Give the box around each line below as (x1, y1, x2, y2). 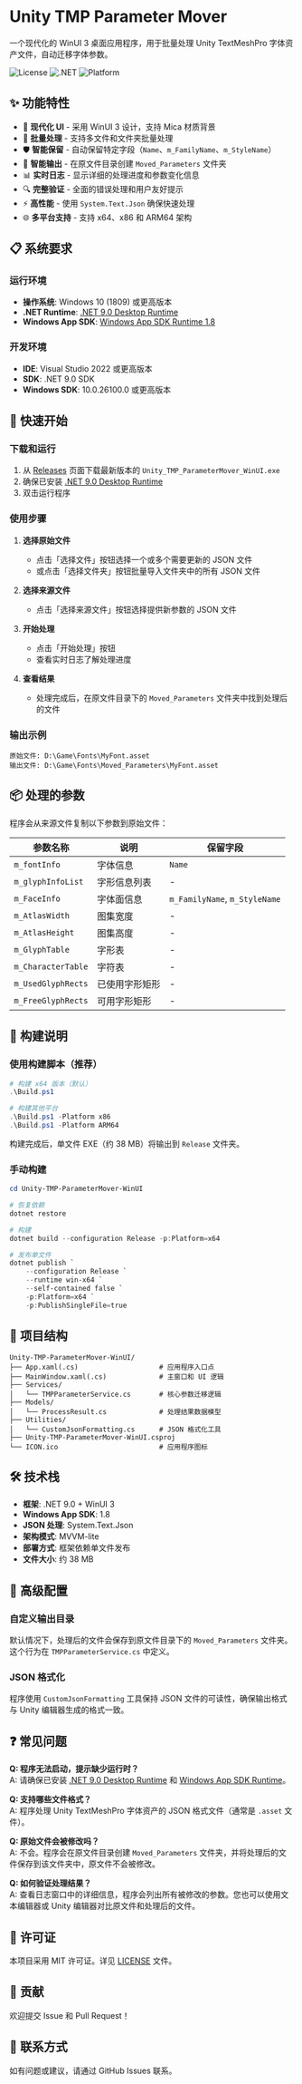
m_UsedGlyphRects (14, 978, 89, 989)
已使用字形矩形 (96, 977, 161, 990)
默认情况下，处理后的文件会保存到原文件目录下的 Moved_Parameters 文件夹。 (9, 1634, 293, 1645)
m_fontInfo (14, 859, 61, 869)
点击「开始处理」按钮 (35, 642, 116, 654)
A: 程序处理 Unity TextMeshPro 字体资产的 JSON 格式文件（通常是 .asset (9, 1806, 283, 1817)
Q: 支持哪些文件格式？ (9, 1794, 92, 1805)
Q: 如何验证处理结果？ (9, 1878, 92, 1889)
